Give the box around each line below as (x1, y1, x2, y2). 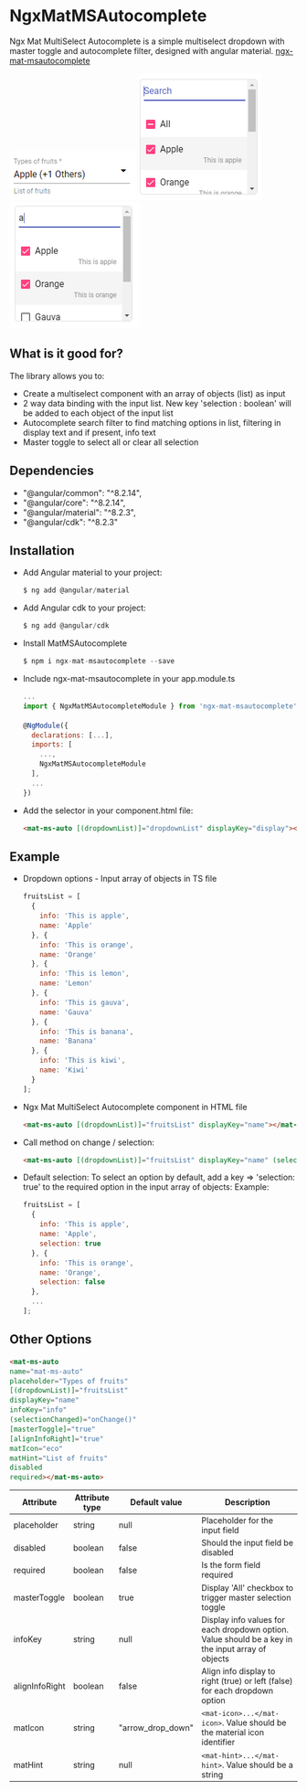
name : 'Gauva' (39, 1007, 93, 1017)
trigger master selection (201, 1592, 291, 1603)
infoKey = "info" (9, 1405, 68, 1415)
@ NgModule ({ (22, 721, 69, 730)
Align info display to (201, 1666, 276, 1677)
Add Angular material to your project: (22, 567, 163, 578)
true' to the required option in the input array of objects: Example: (22, 1182, 270, 1192)
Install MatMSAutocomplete (22, 638, 128, 649)
